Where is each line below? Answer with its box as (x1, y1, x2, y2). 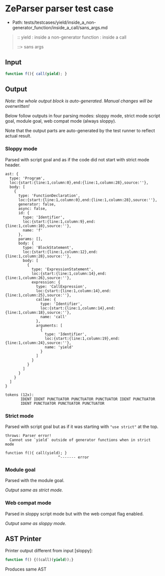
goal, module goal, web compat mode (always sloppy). (5, 118, 117, 124)
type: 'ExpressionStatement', (31, 267, 94, 272)
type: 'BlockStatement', (23, 245, 74, 250)
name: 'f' (23, 228, 43, 233)
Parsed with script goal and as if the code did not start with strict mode (5, 156, 149, 162)
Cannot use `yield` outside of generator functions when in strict (9, 437, 151, 443)
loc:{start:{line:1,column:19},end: (44, 336, 120, 341)
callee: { (36, 297, 56, 302)
